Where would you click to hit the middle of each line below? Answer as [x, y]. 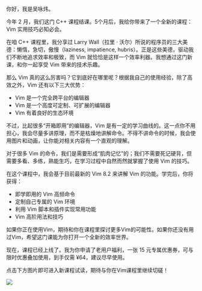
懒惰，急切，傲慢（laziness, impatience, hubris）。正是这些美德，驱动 [103, 49]
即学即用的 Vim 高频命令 [45, 194]
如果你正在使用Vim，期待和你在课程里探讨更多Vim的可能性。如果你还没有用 [100, 230]
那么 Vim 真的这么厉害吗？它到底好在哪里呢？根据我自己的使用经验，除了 [97, 77]
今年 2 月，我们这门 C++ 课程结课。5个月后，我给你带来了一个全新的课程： [99, 22]
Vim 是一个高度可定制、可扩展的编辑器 [63, 105]
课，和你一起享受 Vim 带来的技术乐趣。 [55, 64]
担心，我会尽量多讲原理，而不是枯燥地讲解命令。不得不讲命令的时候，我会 [98, 133]
